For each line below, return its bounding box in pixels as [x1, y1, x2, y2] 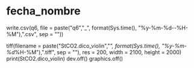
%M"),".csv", [6, 30, 38, 37]
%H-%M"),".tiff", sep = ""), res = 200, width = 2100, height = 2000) [14, 48, 182, 55]
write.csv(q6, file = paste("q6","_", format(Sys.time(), [6, 24, 137, 31]
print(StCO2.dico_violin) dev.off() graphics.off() [6, 55, 124, 62]
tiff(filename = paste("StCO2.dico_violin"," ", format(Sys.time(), [6, 42, 161, 49]
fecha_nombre [6, 4, 81, 18]
